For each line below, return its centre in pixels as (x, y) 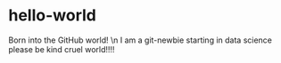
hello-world (53, 16)
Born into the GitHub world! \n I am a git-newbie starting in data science (140, 40)
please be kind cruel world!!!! (62, 49)
